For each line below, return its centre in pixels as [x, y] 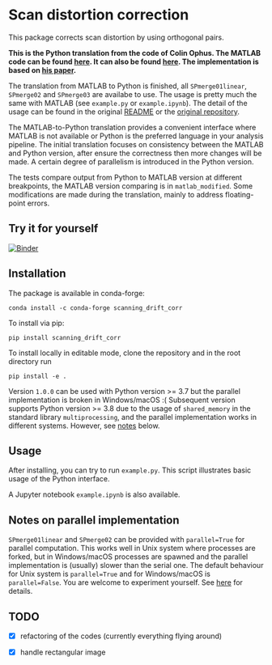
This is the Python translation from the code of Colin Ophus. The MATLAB [135, 53]
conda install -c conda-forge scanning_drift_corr [96, 308]
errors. [38, 203]
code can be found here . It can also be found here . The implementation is [134, 61]
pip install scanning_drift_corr [65, 337]
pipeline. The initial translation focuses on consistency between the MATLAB [136, 144]
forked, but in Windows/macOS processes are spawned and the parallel [128, 557]
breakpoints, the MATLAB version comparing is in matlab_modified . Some [131, 186]
